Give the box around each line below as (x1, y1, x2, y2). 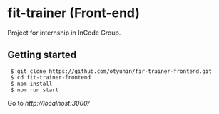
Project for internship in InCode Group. (7, 28, 121, 37)
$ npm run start (10, 86, 59, 93)
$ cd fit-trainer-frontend (10, 74, 91, 81)
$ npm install (10, 80, 53, 87)
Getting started (7, 49, 77, 61)
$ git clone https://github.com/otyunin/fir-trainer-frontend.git (10, 67, 213, 75)
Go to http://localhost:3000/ (7, 98, 91, 107)
